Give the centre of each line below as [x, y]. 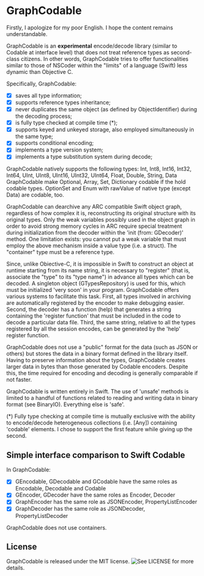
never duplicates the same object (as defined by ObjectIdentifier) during [106, 109]
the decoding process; [43, 116]
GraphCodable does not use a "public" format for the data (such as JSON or [102, 347]
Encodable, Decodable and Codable [60, 489]
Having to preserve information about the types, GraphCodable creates [96, 360]
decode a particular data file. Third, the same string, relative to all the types [101, 323]
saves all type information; [49, 95]
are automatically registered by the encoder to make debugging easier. [96, 303]
